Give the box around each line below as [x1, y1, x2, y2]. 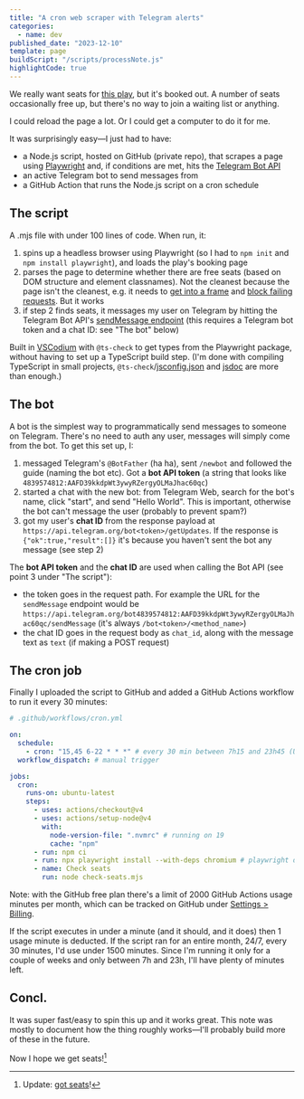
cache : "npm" [49, 838, 100, 848]
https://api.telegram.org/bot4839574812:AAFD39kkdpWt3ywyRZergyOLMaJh [22, 610, 295, 619]
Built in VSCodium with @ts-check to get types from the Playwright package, [9, 341, 292, 353]
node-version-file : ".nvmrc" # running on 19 [49, 830, 224, 839]
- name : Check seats [33, 865, 111, 874]
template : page [9, 47, 67, 56]
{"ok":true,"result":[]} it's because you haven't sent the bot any [22, 535, 272, 545]
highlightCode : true [9, 64, 88, 73]
